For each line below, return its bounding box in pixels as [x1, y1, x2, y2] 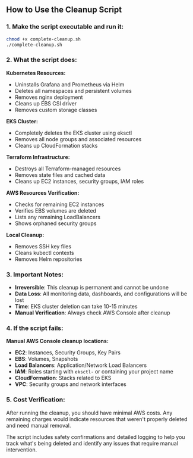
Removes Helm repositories [14, 256, 83, 263]
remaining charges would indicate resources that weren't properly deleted [6, 415, 188, 422]
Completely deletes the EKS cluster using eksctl [14, 129, 132, 136]
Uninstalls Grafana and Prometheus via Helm [14, 80, 125, 88]
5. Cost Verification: [6, 395, 65, 404]
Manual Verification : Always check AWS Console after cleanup [14, 309, 170, 316]
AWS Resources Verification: [6, 189, 80, 196]
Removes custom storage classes [14, 106, 97, 113]
